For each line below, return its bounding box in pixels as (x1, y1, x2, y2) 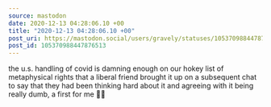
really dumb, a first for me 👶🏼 (8, 89, 106, 99)
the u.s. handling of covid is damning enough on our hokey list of (8, 64, 224, 73)
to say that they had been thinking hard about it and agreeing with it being (8, 81, 254, 91)
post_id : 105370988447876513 (8, 42, 106, 50)
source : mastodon (8, 11, 67, 20)
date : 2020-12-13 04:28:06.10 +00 (8, 19, 125, 27)
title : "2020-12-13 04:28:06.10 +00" (8, 27, 135, 35)
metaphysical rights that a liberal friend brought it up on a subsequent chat (8, 72, 256, 82)
